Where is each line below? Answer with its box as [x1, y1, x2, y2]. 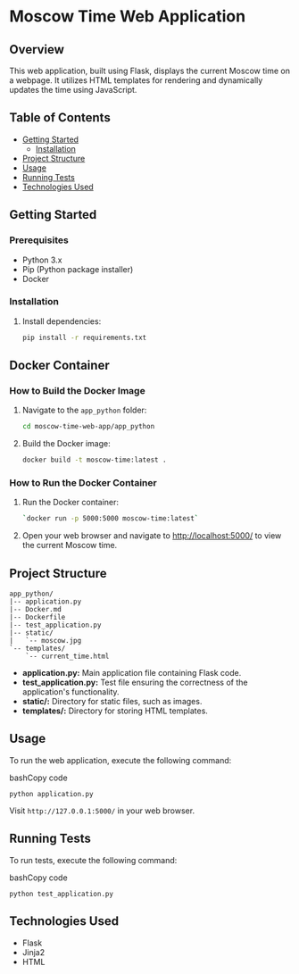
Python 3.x [21, 254, 62, 265]
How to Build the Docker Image [9, 384, 145, 396]
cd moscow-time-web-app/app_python [21, 422, 155, 431]
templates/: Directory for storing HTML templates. [21, 705, 208, 716]
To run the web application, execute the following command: [9, 754, 232, 765]
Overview [9, 42, 65, 57]
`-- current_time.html [25, 652, 110, 662]
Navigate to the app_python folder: [21, 404, 147, 416]
